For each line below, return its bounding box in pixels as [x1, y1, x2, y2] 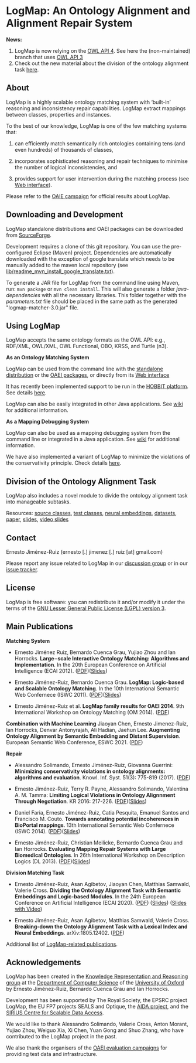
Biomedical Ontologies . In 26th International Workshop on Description [14, 851, 185, 858]
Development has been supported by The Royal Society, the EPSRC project [6, 997, 187, 1004]
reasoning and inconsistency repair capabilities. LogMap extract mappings [6, 104, 186, 112]
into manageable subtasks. [6, 498, 71, 505]
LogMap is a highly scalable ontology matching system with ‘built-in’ [6, 98, 171, 105]
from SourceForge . [6, 231, 51, 239]
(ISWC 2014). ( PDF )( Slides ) [14, 827, 81, 834]
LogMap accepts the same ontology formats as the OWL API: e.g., [6, 336, 166, 343]
